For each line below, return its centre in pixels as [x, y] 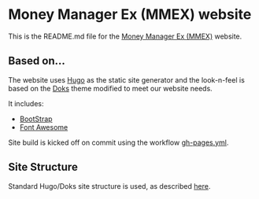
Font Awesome [44, 127]
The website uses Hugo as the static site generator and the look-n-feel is [127, 79]
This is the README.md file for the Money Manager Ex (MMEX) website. [125, 36]
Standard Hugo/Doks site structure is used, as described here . [109, 186]
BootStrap [36, 119]
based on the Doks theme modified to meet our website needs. [110, 88]
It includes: [26, 103]
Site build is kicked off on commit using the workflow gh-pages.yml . [118, 142]
